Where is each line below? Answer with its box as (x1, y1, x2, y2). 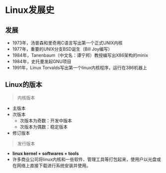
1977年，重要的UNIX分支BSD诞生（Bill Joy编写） (12, 46, 112, 52)
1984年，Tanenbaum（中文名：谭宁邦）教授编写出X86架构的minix (12, 53, 149, 58)
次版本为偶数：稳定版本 (19, 123, 68, 129)
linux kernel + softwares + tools (12, 150, 79, 156)
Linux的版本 (5, 80, 42, 89)
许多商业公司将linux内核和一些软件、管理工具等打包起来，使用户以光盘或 (12, 156, 161, 162)
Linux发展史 (5, 4, 55, 16)
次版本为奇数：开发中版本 (19, 117, 72, 123)
